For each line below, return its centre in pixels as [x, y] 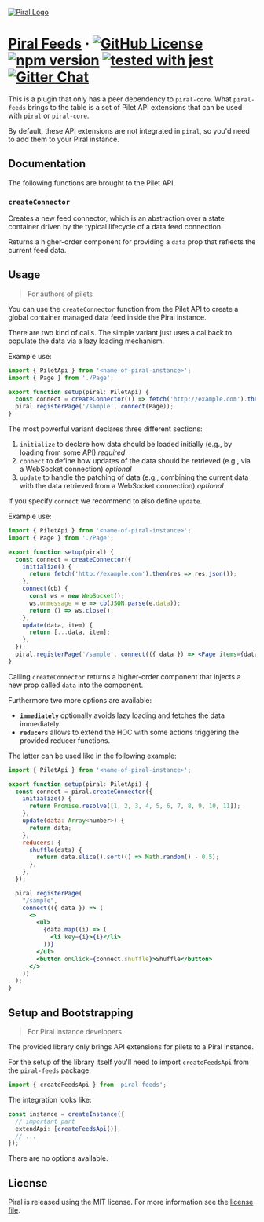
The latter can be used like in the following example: [92, 756]
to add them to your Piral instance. [64, 139]
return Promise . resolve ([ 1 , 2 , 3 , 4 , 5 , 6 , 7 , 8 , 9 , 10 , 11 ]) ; [135, 806]
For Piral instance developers [75, 1032]
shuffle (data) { [55, 850]
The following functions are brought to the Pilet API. [92, 183]
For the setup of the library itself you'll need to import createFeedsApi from [129, 1062]
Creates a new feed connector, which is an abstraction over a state [117, 218]
